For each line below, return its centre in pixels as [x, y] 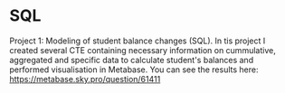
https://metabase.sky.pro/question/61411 [85, 79]
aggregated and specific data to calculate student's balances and [132, 60]
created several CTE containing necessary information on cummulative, [142, 50]
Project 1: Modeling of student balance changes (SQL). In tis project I [138, 41]
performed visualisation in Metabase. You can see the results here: [134, 70]
